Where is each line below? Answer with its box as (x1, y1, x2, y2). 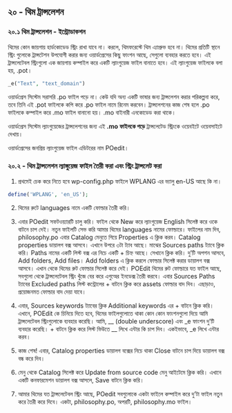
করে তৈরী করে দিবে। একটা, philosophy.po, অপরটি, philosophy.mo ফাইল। (17, 397, 193, 405)
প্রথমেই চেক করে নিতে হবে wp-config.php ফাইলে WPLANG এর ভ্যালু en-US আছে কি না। (17, 177, 222, 185)
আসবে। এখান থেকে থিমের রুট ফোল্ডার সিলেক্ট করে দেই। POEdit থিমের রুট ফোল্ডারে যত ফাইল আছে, (17, 264, 222, 272)
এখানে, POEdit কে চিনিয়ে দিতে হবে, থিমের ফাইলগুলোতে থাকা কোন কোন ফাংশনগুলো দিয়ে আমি (17, 309, 209, 317)
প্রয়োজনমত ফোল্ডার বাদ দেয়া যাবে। (17, 288, 86, 296)
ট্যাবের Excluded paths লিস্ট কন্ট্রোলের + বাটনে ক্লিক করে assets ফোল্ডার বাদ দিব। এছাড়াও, (17, 279, 216, 288)
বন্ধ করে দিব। (17, 354, 46, 362)
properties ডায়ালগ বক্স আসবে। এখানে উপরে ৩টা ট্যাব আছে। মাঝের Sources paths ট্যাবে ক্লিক (17, 240, 225, 249)
